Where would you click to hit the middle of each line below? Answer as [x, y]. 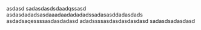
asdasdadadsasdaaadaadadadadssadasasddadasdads [75, 15]
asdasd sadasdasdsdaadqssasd [46, 9]
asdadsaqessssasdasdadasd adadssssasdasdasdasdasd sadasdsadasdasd [101, 21]
